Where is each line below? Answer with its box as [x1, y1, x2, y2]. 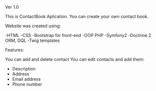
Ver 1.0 [5, 4, 19, 10]
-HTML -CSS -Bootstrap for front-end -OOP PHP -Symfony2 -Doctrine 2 [5, 33, 152, 38]
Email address [12, 76, 41, 82]
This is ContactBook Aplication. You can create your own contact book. [5, 14, 149, 19]
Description [12, 66, 36, 72]
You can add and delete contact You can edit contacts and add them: [5, 56, 145, 62]
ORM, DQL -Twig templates [5, 37, 60, 43]
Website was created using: [5, 23, 61, 29]
